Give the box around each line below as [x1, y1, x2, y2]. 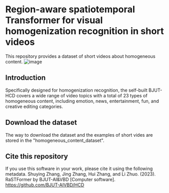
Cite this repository [5, 152, 68, 161]
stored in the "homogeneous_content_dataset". [5, 137, 104, 143]
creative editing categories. [5, 103, 63, 110]
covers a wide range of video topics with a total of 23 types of [16, 92, 147, 98]
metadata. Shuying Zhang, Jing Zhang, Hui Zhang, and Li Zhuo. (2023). [5, 171, 156, 177]
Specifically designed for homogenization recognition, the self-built [5, 87, 147, 93]
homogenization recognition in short [5, 26, 164, 37]
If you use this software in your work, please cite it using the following [5, 165, 153, 172]
